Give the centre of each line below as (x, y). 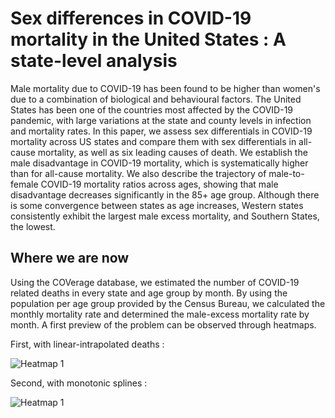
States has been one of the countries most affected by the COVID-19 (152, 109)
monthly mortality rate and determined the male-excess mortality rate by (160, 314)
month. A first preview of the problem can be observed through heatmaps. (163, 324)
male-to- (286, 173)
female (24, 184)
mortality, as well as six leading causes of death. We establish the (172, 152)
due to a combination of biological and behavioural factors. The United (156, 99)
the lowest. (33, 226)
